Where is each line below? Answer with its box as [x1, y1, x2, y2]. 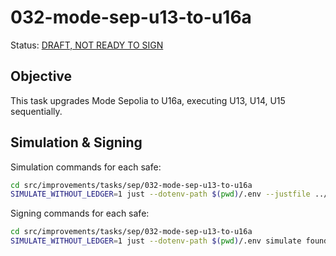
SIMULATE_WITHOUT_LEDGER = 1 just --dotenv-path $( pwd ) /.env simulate [10, 236, 302, 246]
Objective [10, 68, 73, 85]
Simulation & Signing [10, 134, 143, 151]
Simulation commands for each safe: [10, 161, 162, 173]
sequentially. [10, 105, 63, 117]
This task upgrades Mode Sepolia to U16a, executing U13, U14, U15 [10, 94, 286, 106]
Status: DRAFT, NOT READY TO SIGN [10, 39, 164, 51]
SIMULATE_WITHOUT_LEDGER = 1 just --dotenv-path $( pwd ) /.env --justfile [10, 189, 311, 200]
